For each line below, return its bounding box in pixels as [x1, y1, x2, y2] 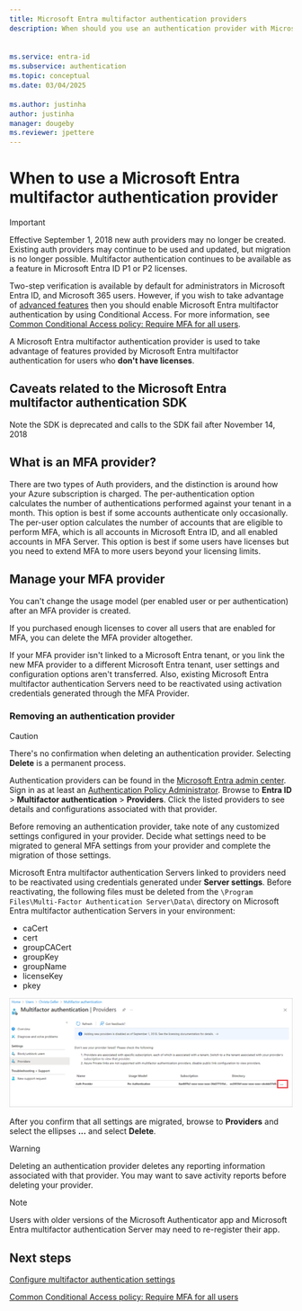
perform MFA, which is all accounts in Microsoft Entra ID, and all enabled [9, 526, 279, 537]
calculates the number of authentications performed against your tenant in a [9, 497, 292, 508]
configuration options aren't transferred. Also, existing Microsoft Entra [9, 668, 270, 679]
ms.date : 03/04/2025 [9, 81, 87, 90]
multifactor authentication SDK [9, 396, 188, 411]
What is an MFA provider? [9, 455, 157, 470]
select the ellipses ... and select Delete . [9, 1126, 156, 1137]
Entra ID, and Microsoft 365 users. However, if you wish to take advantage [9, 290, 285, 301]
